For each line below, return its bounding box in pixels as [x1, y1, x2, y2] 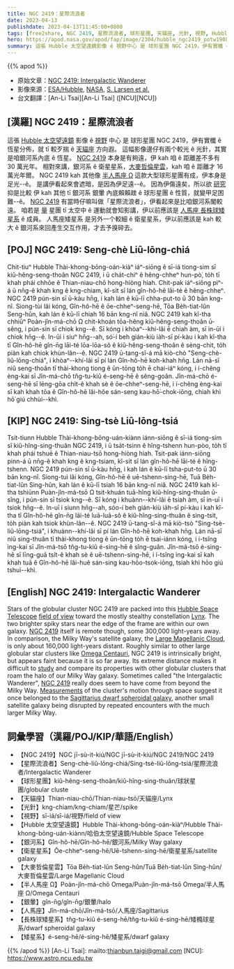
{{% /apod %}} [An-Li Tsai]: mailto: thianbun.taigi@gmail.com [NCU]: [7, 947, 204, 955]
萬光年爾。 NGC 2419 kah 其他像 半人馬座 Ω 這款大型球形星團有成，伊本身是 [7, 170, 226, 179]
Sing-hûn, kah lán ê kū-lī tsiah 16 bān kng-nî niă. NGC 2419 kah [29, 481, 211, 489]
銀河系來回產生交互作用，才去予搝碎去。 [20, 223, 137, 231]
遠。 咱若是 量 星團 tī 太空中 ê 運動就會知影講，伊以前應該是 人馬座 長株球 [7, 205, 219, 214]
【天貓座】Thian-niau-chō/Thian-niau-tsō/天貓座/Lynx [17, 794, 173, 803]
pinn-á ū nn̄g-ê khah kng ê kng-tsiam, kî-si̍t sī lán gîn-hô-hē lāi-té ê [7, 457, 201, 465]
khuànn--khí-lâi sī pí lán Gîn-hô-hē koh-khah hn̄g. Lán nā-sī [50, 527, 222, 535]
